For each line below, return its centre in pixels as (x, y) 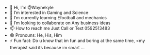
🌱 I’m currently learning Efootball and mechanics (58, 18)
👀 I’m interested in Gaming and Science (49, 13)
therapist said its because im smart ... (47, 48)
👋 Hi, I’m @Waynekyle (32, 7)
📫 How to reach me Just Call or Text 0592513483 (60, 28)
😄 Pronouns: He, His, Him (36, 35)
